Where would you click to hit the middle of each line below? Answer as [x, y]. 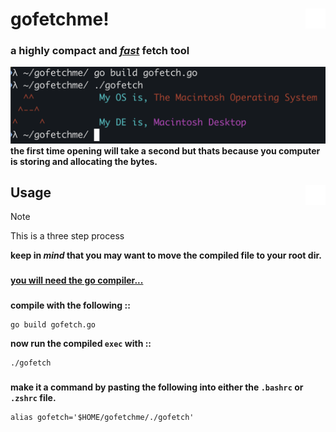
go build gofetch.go [53, 325]
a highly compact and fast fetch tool [100, 51]
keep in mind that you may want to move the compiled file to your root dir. [166, 255]
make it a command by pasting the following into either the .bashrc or [157, 387]
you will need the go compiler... [77, 280]
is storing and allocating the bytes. [84, 161]
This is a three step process [67, 236]
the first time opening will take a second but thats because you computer [165, 150]
